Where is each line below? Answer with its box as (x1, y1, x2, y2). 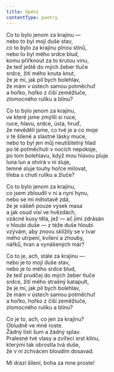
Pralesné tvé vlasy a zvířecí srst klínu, (6, 335, 100, 342)
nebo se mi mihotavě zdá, (6, 196, 71, 203)
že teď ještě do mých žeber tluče (6, 63, 89, 70)
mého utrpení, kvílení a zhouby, (6, 234, 84, 242)
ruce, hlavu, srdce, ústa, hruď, (6, 120, 81, 127)
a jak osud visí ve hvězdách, (6, 208, 77, 216)
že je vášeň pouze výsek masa (6, 202, 83, 209)
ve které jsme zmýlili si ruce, (6, 113, 77, 121)
